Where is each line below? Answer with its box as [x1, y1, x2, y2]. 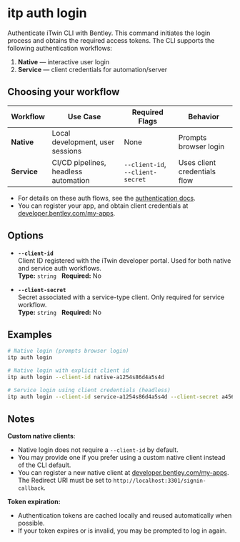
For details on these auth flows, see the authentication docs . [17, 194, 196, 202]
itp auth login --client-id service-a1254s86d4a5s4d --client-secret [7, 393, 219, 401]
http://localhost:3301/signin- [113, 477, 206, 485]
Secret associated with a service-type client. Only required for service [17, 293, 225, 301]
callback [17, 485, 44, 492]
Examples [7, 328, 52, 341]
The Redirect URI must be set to [17, 476, 112, 485]
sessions [51, 146, 82, 156]
